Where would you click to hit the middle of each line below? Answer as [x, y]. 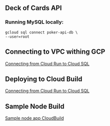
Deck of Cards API [34, 8]
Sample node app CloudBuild [35, 118]
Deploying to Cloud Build [44, 79]
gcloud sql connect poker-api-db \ [41, 32]
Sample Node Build [35, 106]
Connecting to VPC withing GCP [55, 52]
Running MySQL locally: [34, 22]
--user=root [17, 36]
